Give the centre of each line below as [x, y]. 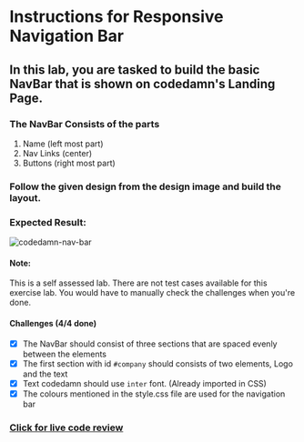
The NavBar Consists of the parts [85, 124]
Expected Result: [48, 222]
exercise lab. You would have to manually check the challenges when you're [152, 293]
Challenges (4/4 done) [53, 323]
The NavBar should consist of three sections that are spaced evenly [150, 344]
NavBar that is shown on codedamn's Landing [142, 84]
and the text [45, 374]
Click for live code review [66, 427]
